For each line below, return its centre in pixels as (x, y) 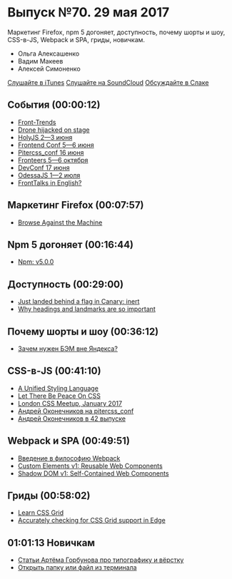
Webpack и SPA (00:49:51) (69, 441)
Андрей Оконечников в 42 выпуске (72, 419)
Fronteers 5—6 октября (53, 160)
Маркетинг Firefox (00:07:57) (76, 205)
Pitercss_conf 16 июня (51, 152)
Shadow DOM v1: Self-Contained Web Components (93, 473)
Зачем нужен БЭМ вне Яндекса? (67, 349)
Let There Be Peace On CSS (59, 396)
